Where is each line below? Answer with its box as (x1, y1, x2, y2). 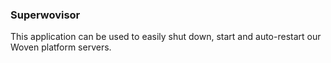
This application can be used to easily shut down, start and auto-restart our (10, 31, 322, 43)
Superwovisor (10, 8, 81, 22)
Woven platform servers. (10, 41, 112, 53)
